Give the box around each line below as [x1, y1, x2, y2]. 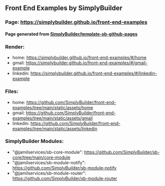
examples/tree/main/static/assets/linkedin [12, 126, 98, 132]
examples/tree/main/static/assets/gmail [12, 115, 93, 121]
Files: [5, 88, 19, 95]
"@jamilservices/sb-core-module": [12, 149, 83, 155]
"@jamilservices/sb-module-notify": [12, 159, 86, 165]
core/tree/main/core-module [12, 154, 70, 160]
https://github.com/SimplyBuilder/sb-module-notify [12, 165, 117, 171]
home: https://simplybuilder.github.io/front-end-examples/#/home [12, 54, 147, 61]
